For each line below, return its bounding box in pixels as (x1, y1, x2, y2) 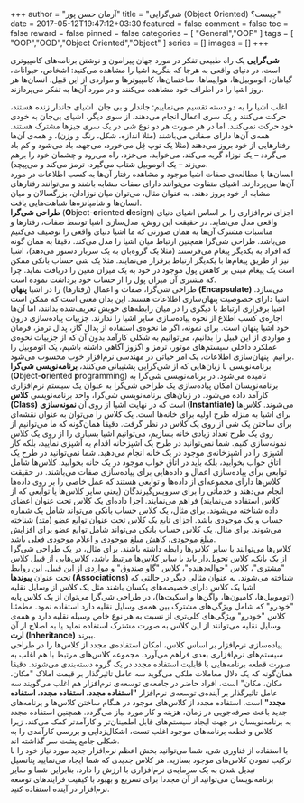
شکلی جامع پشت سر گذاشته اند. (10, 735, 120, 746)
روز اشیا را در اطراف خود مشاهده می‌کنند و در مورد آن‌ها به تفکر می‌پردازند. (10, 84, 264, 94)
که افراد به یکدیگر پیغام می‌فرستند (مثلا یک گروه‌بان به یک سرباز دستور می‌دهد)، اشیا (10, 245, 291, 256)
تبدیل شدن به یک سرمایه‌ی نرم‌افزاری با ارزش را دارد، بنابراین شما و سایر (10, 764, 255, 775)
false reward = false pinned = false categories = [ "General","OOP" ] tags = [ (10, 28, 294, 38)
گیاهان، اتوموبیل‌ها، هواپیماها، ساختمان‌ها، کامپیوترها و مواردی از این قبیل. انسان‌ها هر (10, 74, 292, 85)
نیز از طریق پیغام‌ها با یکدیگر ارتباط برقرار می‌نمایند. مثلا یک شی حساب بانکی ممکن (10, 255, 290, 266)
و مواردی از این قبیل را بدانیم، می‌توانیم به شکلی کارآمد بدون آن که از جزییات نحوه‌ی (10, 332, 291, 343)
